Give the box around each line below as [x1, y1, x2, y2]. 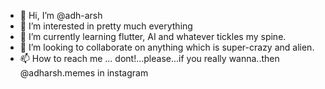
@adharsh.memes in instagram [19, 67, 149, 79]
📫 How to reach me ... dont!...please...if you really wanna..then [19, 53, 280, 64]
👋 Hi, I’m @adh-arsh [19, 10, 103, 21]
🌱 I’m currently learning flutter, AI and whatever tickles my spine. [19, 31, 287, 42]
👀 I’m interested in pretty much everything [19, 20, 193, 32]
